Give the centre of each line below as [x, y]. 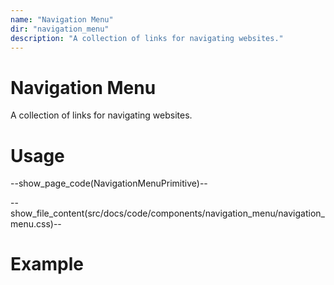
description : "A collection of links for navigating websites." [147, 38]
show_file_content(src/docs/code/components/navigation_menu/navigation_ [167, 213]
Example [47, 264]
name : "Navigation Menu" [62, 19]
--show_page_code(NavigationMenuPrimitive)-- [109, 183]
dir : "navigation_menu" [60, 29]
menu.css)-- [36, 224]
